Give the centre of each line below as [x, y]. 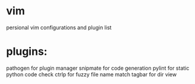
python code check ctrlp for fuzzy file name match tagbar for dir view [92, 74]
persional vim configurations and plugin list [59, 27]
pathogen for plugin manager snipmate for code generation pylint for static [98, 68]
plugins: [27, 52]
